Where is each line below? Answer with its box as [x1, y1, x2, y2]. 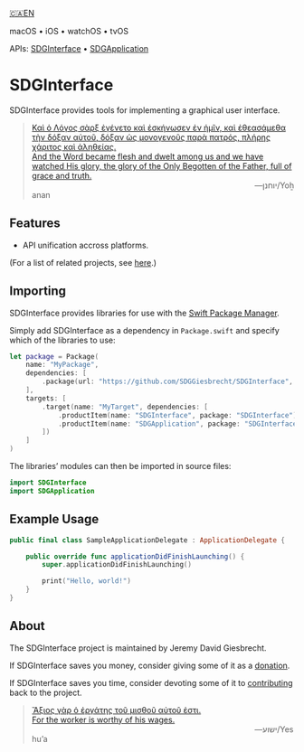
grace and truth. [31, 170, 92, 181]
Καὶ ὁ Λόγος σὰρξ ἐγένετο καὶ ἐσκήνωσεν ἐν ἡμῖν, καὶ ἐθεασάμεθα [31, 122, 287, 133]
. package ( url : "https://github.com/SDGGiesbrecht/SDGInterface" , [42, 377, 294, 387]
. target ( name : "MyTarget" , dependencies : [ [42, 402, 208, 411]
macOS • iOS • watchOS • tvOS [9, 26, 129, 36]
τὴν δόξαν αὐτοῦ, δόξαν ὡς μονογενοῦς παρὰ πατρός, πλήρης [31, 131, 271, 143]
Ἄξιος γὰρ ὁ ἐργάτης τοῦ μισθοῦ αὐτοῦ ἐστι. [31, 704, 202, 715]
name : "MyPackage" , [25, 361, 100, 370]
